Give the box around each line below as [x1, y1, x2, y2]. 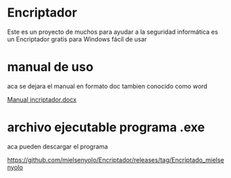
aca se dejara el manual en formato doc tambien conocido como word [7, 81, 208, 90]
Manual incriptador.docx [7, 95, 77, 103]
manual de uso [7, 59, 94, 75]
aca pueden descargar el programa [7, 142, 108, 150]
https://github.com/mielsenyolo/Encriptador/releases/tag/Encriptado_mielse [7, 155, 224, 164]
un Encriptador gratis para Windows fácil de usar [7, 34, 147, 43]
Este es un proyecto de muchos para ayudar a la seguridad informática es [7, 28, 219, 36]
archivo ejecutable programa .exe [7, 119, 205, 135]
